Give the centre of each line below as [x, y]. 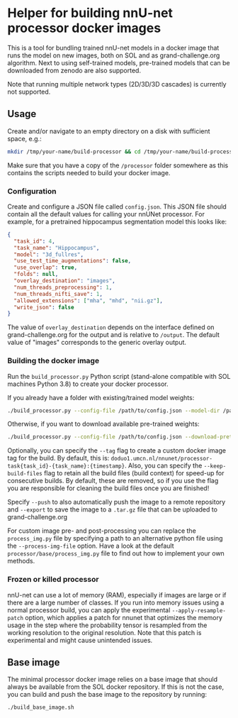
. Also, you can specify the [163, 465]
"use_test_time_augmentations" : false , [73, 261]
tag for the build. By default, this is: [58, 458]
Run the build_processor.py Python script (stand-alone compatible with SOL [119, 376]
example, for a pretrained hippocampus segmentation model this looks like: [117, 221]
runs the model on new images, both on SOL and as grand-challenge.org [114, 55]
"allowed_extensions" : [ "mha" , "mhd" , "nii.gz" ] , [88, 300]
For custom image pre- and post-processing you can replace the [102, 531]
